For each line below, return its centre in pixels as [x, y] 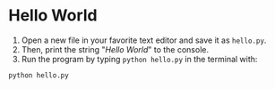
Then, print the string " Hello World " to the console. [115, 49]
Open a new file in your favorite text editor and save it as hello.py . [144, 40]
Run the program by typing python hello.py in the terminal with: [139, 59]
